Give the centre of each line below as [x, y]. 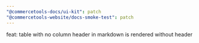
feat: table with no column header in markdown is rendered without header [99, 34]
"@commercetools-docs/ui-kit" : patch [54, 12]
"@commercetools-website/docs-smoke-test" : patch [70, 17]
